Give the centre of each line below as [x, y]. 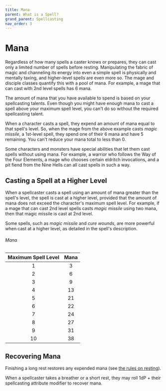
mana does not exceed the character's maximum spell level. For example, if [83, 203]
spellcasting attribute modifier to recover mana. [54, 383]
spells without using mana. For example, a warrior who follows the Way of [81, 154]
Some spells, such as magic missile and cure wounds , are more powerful [80, 223]
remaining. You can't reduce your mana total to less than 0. [66, 139]
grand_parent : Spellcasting [34, 19]
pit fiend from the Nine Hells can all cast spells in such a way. [68, 165]
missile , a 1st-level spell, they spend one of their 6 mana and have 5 [74, 134]
